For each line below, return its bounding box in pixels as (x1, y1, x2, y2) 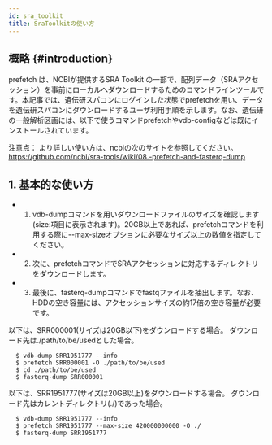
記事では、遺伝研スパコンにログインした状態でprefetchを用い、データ (28, 95, 264, 105)
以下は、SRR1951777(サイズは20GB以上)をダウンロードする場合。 (8, 388, 230, 399)
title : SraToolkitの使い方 (8, 20, 95, 28)
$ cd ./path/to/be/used (15, 366, 96, 374)
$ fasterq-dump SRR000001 (15, 373, 104, 382)
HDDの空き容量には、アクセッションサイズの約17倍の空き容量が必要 (32, 298, 261, 308)
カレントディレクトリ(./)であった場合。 (36, 399, 168, 408)
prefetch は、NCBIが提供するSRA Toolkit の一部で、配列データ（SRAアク (8, 75, 252, 85)
